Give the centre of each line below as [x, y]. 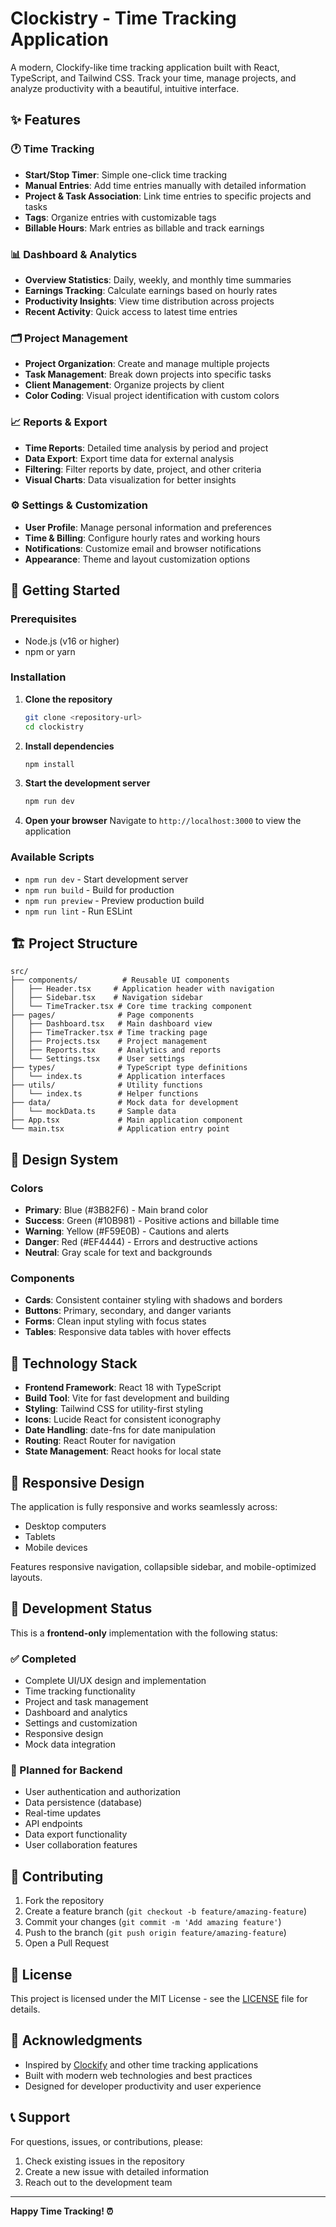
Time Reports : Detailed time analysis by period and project [146, 448]
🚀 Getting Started [65, 590]
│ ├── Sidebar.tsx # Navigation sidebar [106, 998]
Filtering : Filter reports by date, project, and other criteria [143, 469]
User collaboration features [81, 1845]
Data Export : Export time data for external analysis [129, 458]
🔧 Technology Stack [74, 1363]
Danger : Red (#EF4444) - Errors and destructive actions [141, 1242]
